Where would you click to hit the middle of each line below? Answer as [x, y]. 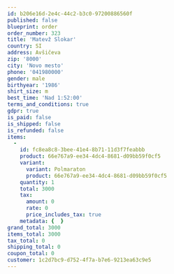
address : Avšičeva [34, 53]
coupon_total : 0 [31, 254]
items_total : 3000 [34, 234]
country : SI [24, 46]
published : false [32, 20]
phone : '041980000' [36, 72]
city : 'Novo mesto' [36, 66]
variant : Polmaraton [56, 169]
